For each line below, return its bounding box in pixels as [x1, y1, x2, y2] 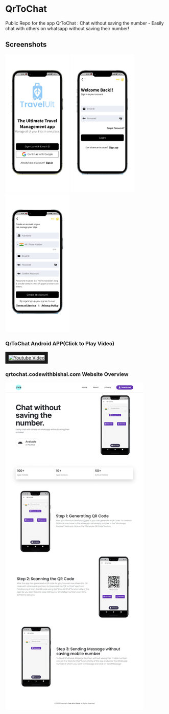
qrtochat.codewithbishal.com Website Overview [5, 370, 129, 377]
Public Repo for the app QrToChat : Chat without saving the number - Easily [5, 20, 164, 26]
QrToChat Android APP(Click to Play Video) [5, 340, 115, 347]
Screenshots [5, 40, 47, 49]
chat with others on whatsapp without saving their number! [5, 25, 129, 31]
